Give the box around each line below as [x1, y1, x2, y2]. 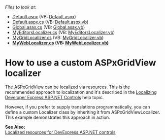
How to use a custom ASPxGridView [5, 57, 156, 69]
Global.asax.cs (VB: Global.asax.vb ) [12, 24, 85, 30]
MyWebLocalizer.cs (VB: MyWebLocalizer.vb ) [12, 40, 109, 46]
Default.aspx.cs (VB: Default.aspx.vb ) [12, 19, 89, 25]
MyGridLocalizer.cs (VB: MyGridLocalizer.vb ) [12, 35, 104, 40]
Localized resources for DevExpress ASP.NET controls [5, 129, 116, 135]
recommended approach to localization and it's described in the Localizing [5, 89, 157, 95]
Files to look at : [5, 4, 36, 10]
